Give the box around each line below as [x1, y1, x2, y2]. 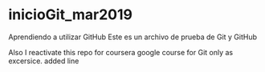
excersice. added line [8, 56, 79, 66]
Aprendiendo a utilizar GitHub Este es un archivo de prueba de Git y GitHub [8, 32, 258, 42]
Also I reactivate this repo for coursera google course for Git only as [8, 47, 234, 57]
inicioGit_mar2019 [8, 6, 132, 24]
